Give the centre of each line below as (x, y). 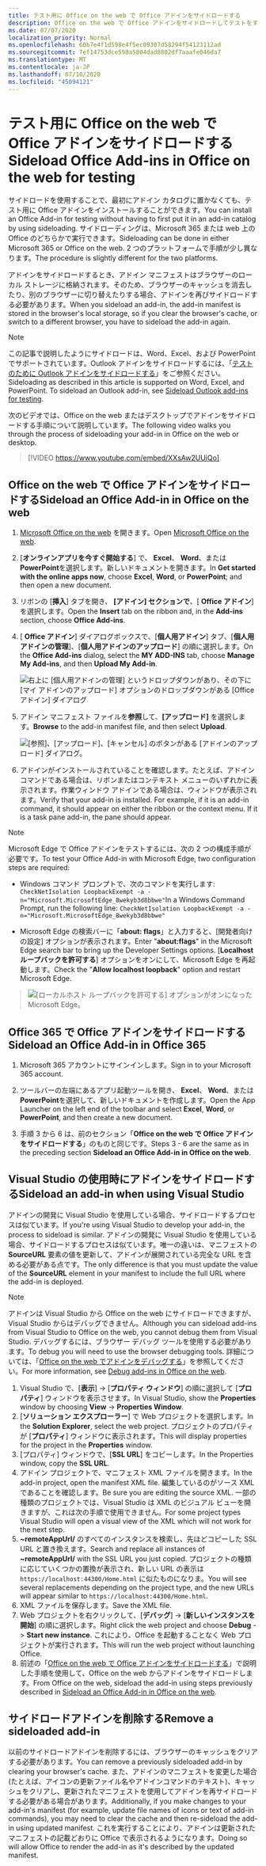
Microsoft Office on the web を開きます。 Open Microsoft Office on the (134, 533)
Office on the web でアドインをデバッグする (111, 1361)
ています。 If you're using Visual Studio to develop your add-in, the (137, 1225)
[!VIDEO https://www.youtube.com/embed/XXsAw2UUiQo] (123, 458)
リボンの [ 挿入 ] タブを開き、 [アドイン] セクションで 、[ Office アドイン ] (137, 602)
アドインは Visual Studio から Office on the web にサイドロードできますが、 (132, 1313)
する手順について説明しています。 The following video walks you (126, 425)
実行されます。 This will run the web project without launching (154, 1644)
